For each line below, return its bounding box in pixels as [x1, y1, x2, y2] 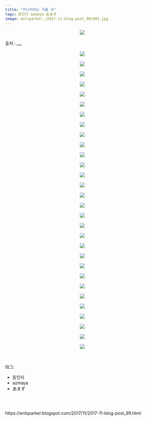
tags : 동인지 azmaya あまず [5, 12, 57, 17]
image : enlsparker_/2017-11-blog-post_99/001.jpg [5, 16, 109, 21]
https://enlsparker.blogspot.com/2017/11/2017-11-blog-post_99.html [5, 410, 141, 416]
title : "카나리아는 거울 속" [5, 7, 56, 12]
